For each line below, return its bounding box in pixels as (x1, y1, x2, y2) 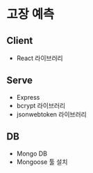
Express (16, 93, 40, 101)
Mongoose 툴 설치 (16, 158, 68, 166)
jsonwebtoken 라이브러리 (16, 110, 87, 119)
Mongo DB (16, 149, 48, 158)
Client (6, 34, 33, 46)
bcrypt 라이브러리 (16, 101, 66, 110)
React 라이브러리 (16, 54, 63, 62)
